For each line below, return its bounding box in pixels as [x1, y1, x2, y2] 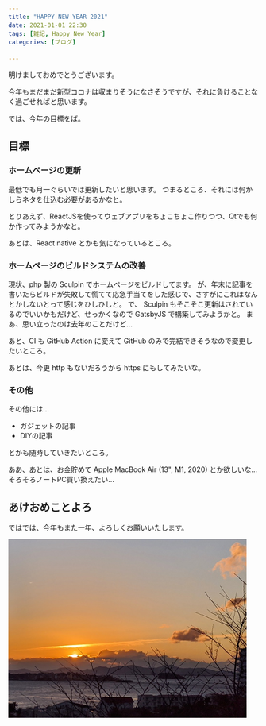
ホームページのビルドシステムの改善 [8, 260, 146, 271]
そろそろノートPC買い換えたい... [8, 475, 115, 485]
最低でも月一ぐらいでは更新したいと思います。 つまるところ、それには [8, 184, 240, 194]
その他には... [8, 404, 50, 414]
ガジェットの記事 [19, 421, 76, 431]
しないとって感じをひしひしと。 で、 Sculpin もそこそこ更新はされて [21, 299, 246, 309]
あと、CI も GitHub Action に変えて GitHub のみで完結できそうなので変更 [8, 336, 246, 346]
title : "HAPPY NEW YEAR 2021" [8, 13, 109, 21]
